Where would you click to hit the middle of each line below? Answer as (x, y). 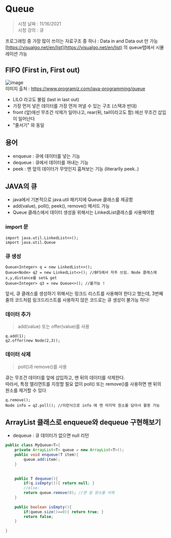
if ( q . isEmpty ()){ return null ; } (59, 483)
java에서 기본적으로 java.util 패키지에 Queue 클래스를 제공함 (73, 199)
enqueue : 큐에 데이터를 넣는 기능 (46, 156)
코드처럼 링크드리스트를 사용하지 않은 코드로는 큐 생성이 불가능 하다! (82, 300)
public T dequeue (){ (36, 479)
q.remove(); (18, 400)
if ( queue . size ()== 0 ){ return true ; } (64, 512)
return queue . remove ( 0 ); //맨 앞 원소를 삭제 (69, 493)
